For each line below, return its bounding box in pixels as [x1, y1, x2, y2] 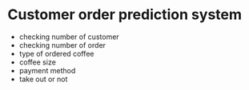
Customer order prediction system [7, 6, 242, 24]
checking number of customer [18, 32, 119, 41]
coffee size [18, 57, 57, 67]
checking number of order [18, 40, 106, 49]
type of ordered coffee [18, 49, 94, 58]
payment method [18, 65, 76, 75]
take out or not [18, 74, 68, 84]
